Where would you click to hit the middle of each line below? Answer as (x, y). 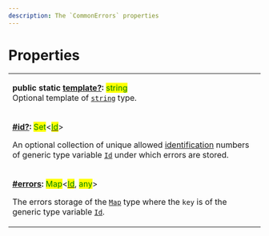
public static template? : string (70, 87)
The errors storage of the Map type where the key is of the (120, 202)
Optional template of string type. (75, 98)
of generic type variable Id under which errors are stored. (121, 154)
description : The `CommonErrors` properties (84, 16)
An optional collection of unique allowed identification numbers (131, 145)
